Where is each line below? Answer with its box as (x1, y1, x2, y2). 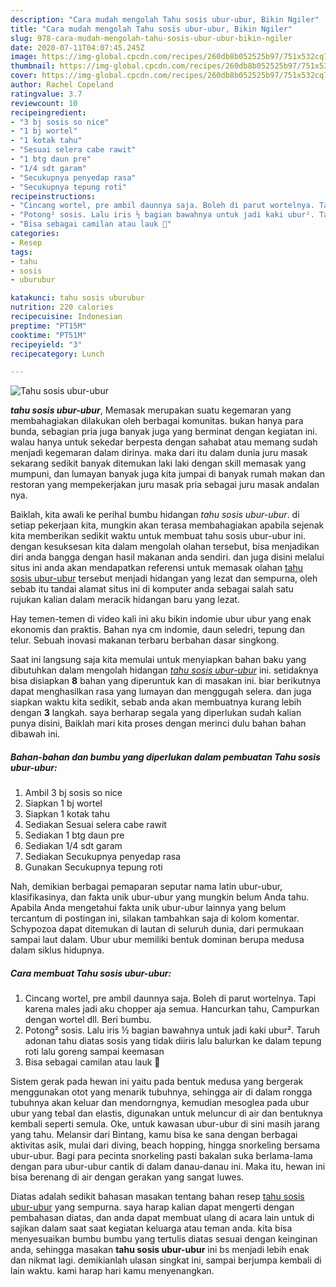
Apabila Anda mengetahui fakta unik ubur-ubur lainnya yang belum (10, 902, 287, 914)
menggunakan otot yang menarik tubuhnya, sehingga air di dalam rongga (10, 1086, 313, 1098)
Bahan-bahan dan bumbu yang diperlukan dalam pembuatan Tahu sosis (10, 751, 321, 763)
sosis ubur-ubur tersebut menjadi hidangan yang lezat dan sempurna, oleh (10, 572, 318, 585)
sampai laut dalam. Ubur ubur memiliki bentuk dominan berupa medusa (10, 934, 305, 946)
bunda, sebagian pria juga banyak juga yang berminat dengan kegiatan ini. (10, 426, 318, 438)
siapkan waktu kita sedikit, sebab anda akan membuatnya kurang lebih (10, 696, 302, 708)
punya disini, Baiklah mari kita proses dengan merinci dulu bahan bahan (10, 717, 307, 730)
